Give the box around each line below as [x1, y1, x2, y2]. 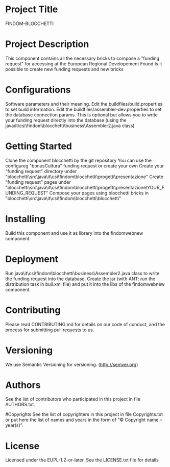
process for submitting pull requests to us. [5, 327, 94, 333]
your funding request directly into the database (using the [5, 117, 127, 123]
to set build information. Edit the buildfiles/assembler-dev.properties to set [5, 106, 162, 112]
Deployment [5, 253, 59, 265]
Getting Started [5, 140, 72, 152]
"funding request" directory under [5, 168, 77, 174]
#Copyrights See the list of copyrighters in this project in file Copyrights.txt [5, 411, 163, 417]
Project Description [5, 38, 89, 50]
